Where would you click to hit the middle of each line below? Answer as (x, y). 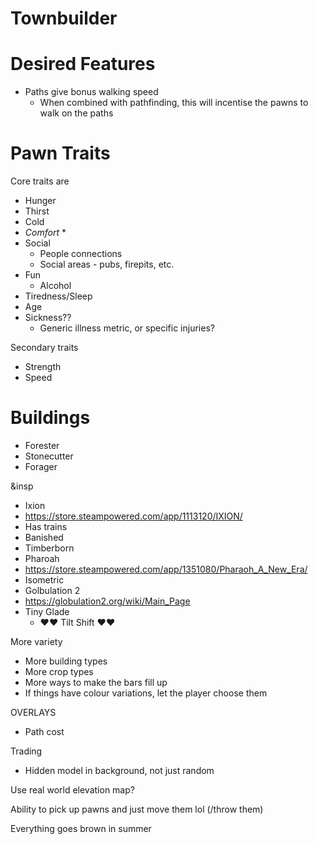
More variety (36, 641)
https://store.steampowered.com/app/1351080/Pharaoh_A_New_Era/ (166, 569)
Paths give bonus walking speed (91, 92)
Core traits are (40, 181)
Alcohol (55, 286)
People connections (81, 254)
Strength (43, 367)
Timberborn (49, 548)
